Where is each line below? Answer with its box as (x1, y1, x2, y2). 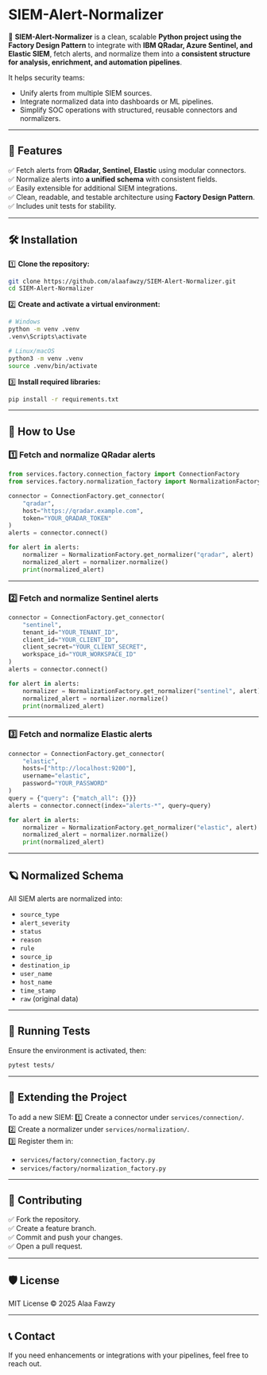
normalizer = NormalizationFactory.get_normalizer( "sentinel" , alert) (22, 687, 261, 695)
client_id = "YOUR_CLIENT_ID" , (22, 636, 119, 644)
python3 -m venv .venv (8, 355, 83, 362)
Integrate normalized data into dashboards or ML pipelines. (19, 96, 214, 106)
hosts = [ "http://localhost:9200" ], (22, 765, 137, 773)
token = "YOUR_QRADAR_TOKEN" (22, 514, 112, 523)
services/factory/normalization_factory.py (19, 1165, 167, 1173)
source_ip (19, 954, 53, 962)
